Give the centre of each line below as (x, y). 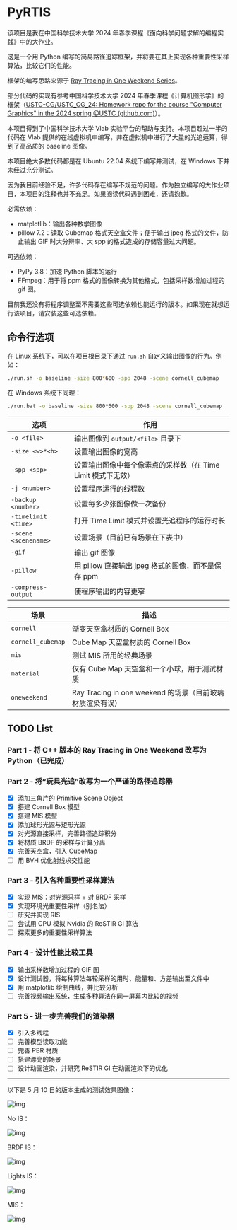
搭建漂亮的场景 (39, 1060)
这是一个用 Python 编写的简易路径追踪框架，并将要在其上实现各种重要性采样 (118, 57)
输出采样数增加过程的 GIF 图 (59, 969)
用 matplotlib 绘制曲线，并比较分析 (68, 987)
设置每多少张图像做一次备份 (120, 504)
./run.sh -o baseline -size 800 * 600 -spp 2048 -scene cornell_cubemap (113, 378)
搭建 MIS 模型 (37, 816)
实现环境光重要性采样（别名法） (64, 905)
